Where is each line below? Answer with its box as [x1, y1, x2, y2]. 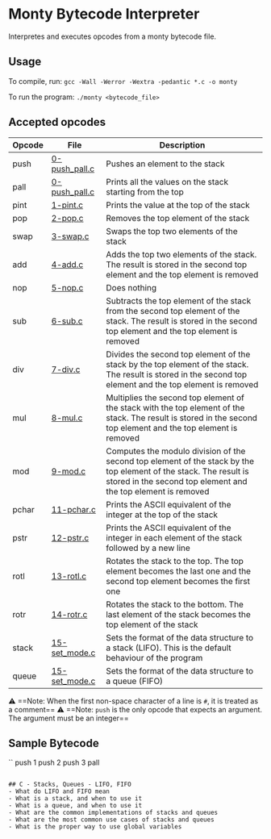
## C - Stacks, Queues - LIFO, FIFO [8, 780, 131, 789]
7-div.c [51, 364, 81, 375]
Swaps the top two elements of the [106, 225, 238, 236]
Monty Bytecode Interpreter [8, 5, 200, 23]
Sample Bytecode [8, 736, 99, 750]
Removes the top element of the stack [106, 212, 250, 223]
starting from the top [106, 186, 184, 198]
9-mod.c [51, 465, 86, 477]
